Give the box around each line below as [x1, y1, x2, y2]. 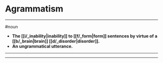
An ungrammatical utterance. [12, 43, 73, 49]
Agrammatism [5, 3, 64, 14]
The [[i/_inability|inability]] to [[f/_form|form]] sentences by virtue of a [12, 33, 158, 39]
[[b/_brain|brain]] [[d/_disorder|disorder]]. [12, 38, 100, 44]
